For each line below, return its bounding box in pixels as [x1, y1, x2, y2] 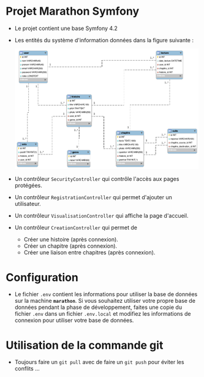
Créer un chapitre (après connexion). [23, 242, 118, 249]
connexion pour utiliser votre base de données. [14, 317, 134, 324]
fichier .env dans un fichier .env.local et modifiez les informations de [14, 310, 191, 318]
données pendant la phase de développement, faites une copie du [14, 303, 182, 311]
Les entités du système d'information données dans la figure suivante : [14, 36, 194, 44]
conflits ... [14, 365, 40, 372]
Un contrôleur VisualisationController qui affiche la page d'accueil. [14, 212, 189, 219]
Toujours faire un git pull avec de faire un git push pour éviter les [14, 359, 184, 366]
